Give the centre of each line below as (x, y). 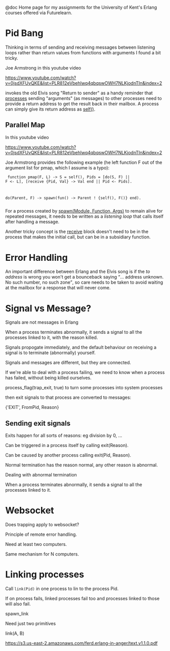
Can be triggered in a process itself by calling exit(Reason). (67, 446)
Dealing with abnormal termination (41, 475)
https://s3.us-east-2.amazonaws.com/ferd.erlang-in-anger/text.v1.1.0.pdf (81, 643)
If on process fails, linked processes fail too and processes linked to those (82, 598)
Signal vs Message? (48, 308)
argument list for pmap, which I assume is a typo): (57, 167)
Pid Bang (24, 33)
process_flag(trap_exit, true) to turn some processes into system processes (84, 388)
